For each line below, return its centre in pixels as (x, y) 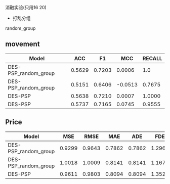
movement (23, 44)
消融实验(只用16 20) (26, 7)
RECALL (152, 58)
